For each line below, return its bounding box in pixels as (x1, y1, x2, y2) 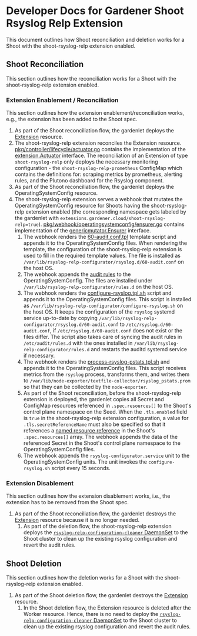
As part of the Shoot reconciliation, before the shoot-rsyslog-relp (23, 389, 181, 397)
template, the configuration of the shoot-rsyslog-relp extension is (23, 246, 182, 253)
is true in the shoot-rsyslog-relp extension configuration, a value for (23, 415, 189, 422)
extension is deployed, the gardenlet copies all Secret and (23, 396, 164, 403)
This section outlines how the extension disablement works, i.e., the (6, 492, 171, 500)
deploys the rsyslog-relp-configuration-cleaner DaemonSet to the (23, 529, 188, 536)
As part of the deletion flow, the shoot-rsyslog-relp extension (23, 522, 172, 530)
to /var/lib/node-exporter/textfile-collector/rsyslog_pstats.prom (23, 377, 191, 384)
